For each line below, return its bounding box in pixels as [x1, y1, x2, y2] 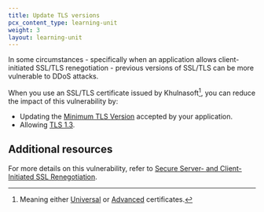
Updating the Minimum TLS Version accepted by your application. [19, 111, 233, 121]
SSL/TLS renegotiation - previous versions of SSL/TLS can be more [35, 64, 254, 73]
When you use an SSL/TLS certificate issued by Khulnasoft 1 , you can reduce [8, 87, 256, 97]
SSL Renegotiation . [35, 172, 98, 181]
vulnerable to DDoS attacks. [8, 71, 99, 81]
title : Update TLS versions [8, 11, 101, 20]
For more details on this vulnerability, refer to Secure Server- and [8, 163, 218, 173]
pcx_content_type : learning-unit [8, 19, 118, 27]
